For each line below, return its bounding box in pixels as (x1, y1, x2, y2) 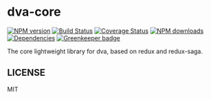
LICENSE (7, 67, 46, 79)
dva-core (7, 4, 61, 20)
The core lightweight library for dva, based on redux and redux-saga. (7, 47, 203, 55)
